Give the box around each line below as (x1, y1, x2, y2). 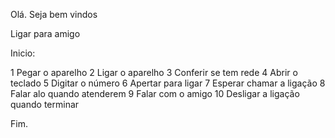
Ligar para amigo (10, 28, 81, 39)
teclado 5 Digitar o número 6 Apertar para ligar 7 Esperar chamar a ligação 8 (10, 77, 326, 89)
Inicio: (10, 47, 36, 59)
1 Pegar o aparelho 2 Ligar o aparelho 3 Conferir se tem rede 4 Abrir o (10, 67, 298, 78)
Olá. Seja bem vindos (10, 9, 98, 20)
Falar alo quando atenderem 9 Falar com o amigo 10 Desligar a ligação (10, 88, 300, 99)
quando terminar (10, 99, 80, 110)
